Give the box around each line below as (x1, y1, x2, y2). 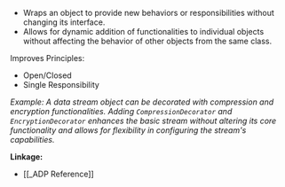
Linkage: (10, 152, 44, 162)
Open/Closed (22, 70, 72, 81)
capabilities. (10, 135, 55, 144)
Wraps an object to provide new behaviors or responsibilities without (22, 8, 274, 18)
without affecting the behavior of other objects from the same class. (22, 35, 273, 46)
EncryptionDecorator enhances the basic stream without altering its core (10, 115, 277, 126)
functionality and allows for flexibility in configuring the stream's (10, 125, 247, 136)
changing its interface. (22, 17, 106, 27)
